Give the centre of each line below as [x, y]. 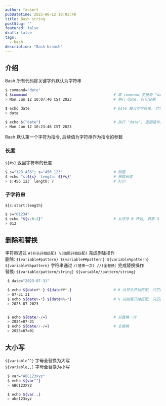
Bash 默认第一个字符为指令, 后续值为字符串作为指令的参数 [64, 136]
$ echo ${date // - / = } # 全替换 [68, 326]
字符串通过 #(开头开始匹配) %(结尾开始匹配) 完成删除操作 [60, 253]
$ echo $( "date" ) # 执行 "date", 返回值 [81, 122]
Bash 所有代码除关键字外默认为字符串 [43, 81]
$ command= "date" [23, 90]
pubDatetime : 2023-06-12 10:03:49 [41, 14]
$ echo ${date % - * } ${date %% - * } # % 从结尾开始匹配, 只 [82, 299]
